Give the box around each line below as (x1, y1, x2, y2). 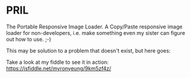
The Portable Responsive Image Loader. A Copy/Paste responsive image (6, 23, 183, 30)
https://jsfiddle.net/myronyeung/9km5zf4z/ (6, 64, 111, 71)
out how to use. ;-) (6, 35, 51, 43)
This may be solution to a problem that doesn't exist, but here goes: (6, 47, 171, 54)
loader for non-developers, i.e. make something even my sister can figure (6, 29, 185, 36)
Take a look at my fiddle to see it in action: (6, 58, 109, 66)
